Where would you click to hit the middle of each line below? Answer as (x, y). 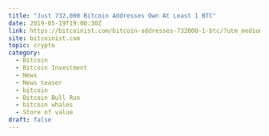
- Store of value (44, 113)
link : (17, 30)
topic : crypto (32, 46)
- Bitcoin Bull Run (48, 98)
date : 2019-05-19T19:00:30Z (55, 23)
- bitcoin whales (44, 105)
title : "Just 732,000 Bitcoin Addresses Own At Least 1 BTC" (112, 16)
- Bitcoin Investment (52, 68)
